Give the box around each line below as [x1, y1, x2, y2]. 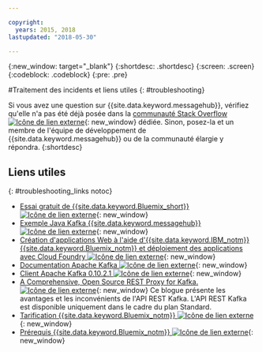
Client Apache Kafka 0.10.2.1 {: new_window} [19, 269, 242, 279]
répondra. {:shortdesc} [8, 143, 83, 152]
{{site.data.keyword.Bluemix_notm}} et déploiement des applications [19, 244, 243, 253]
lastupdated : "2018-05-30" [8, 33, 97, 41]
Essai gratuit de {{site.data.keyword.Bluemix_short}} [19, 202, 189, 212]
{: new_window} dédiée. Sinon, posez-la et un [84, 118, 234, 127]
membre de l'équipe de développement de [8, 125, 147, 135]
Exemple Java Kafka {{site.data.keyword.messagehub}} [19, 219, 201, 228]
